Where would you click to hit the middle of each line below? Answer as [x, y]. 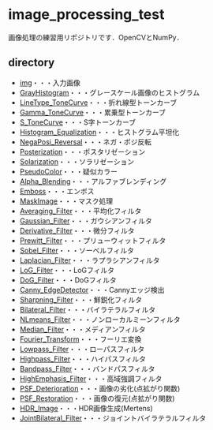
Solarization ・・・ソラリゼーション [77, 161]
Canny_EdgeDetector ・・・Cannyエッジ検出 [92, 290]
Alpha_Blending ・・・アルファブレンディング [93, 181]
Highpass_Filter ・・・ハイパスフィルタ [82, 359]
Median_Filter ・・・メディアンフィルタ [82, 329]
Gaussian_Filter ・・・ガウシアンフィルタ [86, 221]
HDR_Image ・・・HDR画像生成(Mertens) [86, 408]
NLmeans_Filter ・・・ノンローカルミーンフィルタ [100, 319]
